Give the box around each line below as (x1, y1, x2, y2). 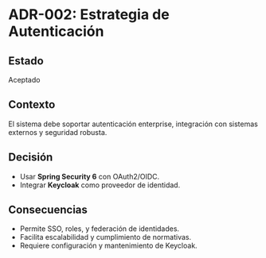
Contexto (8, 98, 56, 112)
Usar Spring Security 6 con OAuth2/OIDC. (19, 171, 160, 181)
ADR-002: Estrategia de (8, 6, 170, 24)
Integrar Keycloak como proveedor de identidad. (19, 180, 181, 190)
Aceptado (8, 75, 41, 84)
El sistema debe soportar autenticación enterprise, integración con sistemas (8, 119, 259, 129)
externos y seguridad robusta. (8, 127, 108, 137)
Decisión (8, 151, 53, 164)
